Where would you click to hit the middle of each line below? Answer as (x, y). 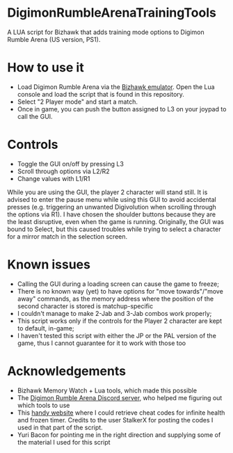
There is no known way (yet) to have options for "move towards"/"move (120, 291)
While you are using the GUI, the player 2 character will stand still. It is (107, 192)
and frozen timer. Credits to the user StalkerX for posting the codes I (115, 420)
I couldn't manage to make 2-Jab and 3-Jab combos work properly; (114, 313)
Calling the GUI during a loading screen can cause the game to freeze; (118, 284)
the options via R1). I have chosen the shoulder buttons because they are (112, 214)
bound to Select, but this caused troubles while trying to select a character (114, 229)
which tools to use (43, 405)
